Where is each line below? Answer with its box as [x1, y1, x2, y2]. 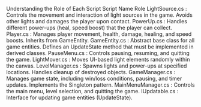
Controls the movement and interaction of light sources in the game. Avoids [6, 11, 193, 19]
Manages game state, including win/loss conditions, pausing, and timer [6, 75, 182, 82]
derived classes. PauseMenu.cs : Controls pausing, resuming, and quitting [6, 50, 190, 56]
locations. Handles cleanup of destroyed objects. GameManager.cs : [6, 69, 176, 75]
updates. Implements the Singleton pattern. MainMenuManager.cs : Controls [6, 81, 195, 88]
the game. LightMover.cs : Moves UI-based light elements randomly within [6, 56, 190, 63]
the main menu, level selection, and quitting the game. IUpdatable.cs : [6, 88, 179, 94]
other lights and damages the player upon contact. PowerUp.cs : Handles [6, 18, 188, 25]
